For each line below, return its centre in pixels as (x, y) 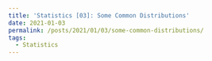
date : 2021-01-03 (37, 23)
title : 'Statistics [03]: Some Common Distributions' (99, 15)
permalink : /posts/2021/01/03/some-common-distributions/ (106, 30)
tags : (17, 38)
